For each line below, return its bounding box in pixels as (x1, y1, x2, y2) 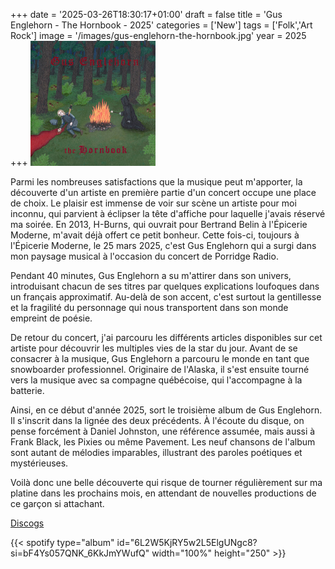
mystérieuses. (10, 457, 69, 469)
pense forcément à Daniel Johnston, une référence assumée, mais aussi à (10, 425, 316, 437)
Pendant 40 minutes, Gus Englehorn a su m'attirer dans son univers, (10, 270, 292, 281)
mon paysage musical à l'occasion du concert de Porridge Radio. (10, 250, 279, 262)
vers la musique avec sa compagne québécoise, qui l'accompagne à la (10, 374, 303, 386)
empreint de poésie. (10, 312, 93, 324)
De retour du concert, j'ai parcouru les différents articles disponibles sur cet (10, 332, 323, 343)
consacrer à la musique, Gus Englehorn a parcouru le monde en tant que (10, 353, 310, 364)
